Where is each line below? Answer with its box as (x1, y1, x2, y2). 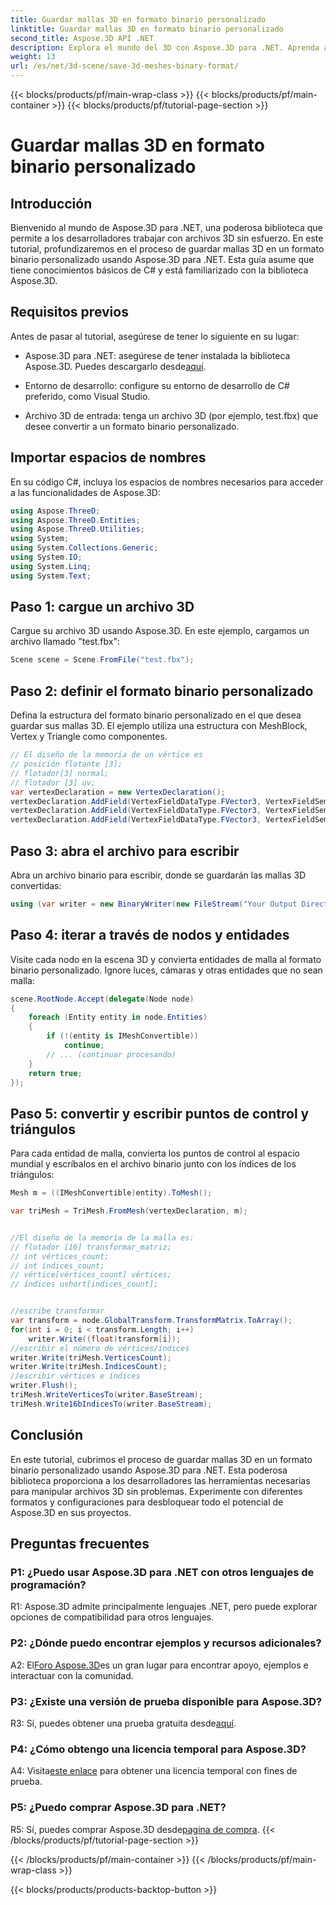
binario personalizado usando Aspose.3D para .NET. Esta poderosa (10, 1464, 288, 1476)
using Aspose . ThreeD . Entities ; (10, 515, 141, 525)
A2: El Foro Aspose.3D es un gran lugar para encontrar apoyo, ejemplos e (10, 1659, 309, 1671)
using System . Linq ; (10, 561, 92, 571)
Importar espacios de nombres (10, 449, 207, 466)
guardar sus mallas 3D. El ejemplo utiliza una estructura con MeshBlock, (10, 720, 308, 732)
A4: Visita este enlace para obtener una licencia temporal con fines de (10, 1765, 298, 1777)
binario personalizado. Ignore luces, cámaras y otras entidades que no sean (10, 964, 323, 976)
